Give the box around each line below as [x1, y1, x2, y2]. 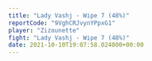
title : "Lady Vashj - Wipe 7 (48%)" [8, 11, 130, 20]
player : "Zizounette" [8, 26, 80, 34]
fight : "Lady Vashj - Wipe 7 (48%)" [8, 33, 130, 42]
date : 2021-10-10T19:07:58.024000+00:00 [8, 41, 145, 49]
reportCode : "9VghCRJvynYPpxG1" [8, 19, 115, 27]
